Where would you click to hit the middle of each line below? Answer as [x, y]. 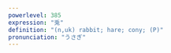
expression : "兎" [36, 23]
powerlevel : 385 [35, 15]
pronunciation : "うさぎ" [47, 37]
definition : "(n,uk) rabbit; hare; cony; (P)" [86, 30]
